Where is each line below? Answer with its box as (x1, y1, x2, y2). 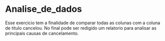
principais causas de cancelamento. (5, 30, 79, 36)
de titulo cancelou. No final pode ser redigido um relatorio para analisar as (5, 25, 157, 31)
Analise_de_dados (5, 3, 82, 15)
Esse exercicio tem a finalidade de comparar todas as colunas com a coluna (5, 20, 161, 26)
